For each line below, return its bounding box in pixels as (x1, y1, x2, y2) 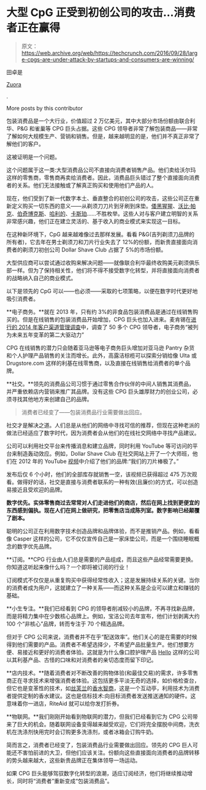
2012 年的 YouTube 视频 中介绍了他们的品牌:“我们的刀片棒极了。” (18, 458, 179, 465)
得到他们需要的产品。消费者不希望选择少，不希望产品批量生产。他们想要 (6, 640, 189, 648)
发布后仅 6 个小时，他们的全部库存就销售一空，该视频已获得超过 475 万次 (6, 470, 192, 478)
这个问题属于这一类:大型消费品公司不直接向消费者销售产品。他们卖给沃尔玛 (6, 166, 196, 174)
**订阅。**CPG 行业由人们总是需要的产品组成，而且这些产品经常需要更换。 (6, 556, 197, 563)
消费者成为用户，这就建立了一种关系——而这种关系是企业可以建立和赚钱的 (11, 584, 200, 591)
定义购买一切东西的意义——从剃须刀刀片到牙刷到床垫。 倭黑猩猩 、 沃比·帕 (11, 202, 196, 209)
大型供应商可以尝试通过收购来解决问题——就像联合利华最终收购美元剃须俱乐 (6, 259, 200, 266)
